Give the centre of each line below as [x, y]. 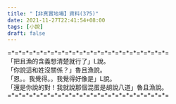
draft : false [26, 33]
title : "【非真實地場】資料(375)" [53, 14]
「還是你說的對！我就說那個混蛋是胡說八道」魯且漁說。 [87, 87]
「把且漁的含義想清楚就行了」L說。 [58, 61]
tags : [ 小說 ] [25, 27]
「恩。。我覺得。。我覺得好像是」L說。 [62, 79]
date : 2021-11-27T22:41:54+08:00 [56, 20]
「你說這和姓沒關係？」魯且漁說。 [57, 70]
